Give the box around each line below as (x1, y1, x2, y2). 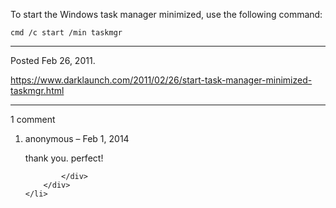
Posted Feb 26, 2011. (10, 55, 96, 66)
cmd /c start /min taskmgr (10, 28, 123, 38)
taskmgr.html (10, 85, 65, 96)
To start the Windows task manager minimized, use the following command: (10, 9, 323, 20)
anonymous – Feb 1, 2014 (24, 133, 130, 144)
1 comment (10, 114, 56, 125)
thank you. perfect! (24, 152, 104, 164)
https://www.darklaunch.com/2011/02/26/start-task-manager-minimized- (10, 74, 313, 86)
